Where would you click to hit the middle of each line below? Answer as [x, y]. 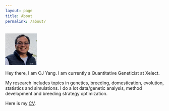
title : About [19, 16]
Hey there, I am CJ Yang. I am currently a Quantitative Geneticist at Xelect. [82, 73]
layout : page [19, 11]
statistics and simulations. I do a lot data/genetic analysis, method [74, 88]
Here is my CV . [21, 103]
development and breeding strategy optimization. [57, 94]
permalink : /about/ [26, 21]
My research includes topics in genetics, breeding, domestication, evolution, [84, 83]
